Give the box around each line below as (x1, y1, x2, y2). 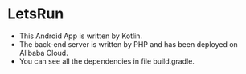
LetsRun (7, 5, 64, 23)
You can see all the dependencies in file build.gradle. (18, 56, 195, 66)
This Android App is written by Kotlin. (18, 31, 142, 41)
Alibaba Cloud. (18, 48, 69, 57)
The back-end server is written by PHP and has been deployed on (18, 39, 238, 49)
